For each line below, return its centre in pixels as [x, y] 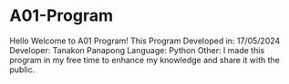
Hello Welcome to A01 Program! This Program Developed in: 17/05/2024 [145, 41]
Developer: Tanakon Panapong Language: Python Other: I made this [137, 50]
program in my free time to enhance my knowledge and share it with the [145, 60]
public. [22, 70]
